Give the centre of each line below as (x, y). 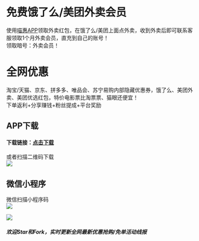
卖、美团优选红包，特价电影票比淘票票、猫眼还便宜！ (72, 97)
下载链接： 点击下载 (30, 142)
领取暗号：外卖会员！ (33, 45)
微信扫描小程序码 (27, 199)
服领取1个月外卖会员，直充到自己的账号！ (58, 37)
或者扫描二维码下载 (30, 157)
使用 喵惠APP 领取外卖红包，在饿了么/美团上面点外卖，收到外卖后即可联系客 (99, 30)
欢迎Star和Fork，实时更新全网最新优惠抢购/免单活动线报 (77, 232)
